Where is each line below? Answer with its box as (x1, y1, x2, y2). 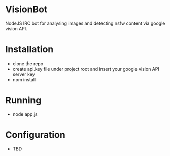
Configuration (5, 129, 66, 140)
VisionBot (5, 4, 48, 15)
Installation (5, 44, 54, 55)
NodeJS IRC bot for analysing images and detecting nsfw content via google (5, 20, 165, 26)
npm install (12, 76, 36, 82)
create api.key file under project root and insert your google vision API (12, 66, 160, 72)
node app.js (12, 111, 38, 117)
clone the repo (12, 60, 44, 67)
